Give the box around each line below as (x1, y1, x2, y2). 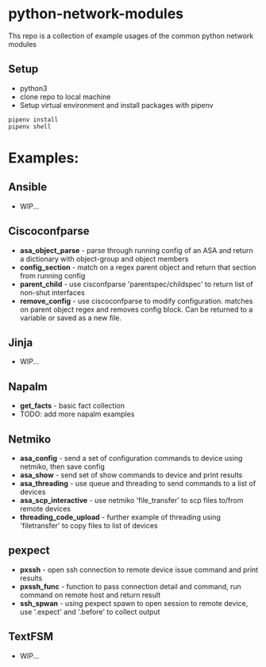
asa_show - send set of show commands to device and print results (19, 470, 243, 480)
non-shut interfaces (19, 287, 85, 297)
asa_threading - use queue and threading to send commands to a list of (19, 479, 256, 488)
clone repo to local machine (19, 92, 111, 102)
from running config (19, 270, 86, 280)
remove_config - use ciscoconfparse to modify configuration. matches (19, 296, 253, 305)
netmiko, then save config (19, 462, 105, 471)
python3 (19, 83, 48, 93)
